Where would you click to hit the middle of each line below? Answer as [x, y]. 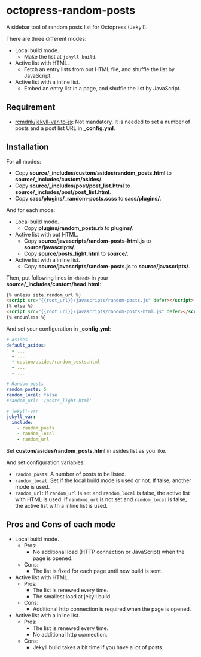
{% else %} [20, 306]
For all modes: [24, 161]
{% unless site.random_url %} [44, 295]
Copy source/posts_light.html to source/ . [76, 253]
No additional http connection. [70, 634]
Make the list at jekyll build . [60, 56]
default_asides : [26, 345]
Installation [28, 147]
